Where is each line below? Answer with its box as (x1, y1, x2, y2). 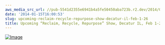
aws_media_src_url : (5, 7, 45, 12)
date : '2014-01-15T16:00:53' (5, 12, 65, 17)
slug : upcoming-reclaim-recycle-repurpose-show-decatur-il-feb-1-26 (5, 16, 148, 21)
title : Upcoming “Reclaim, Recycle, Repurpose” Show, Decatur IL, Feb (5, 21, 153, 26)
